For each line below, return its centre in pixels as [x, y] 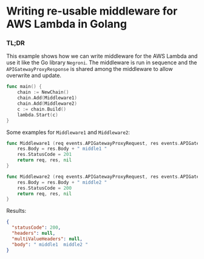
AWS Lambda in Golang [67, 24]
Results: [16, 211]
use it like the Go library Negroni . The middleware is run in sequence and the [102, 62]
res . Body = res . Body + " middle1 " [62, 149]
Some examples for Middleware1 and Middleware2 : [68, 132]
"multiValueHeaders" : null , [47, 239]
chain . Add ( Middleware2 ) [47, 104]
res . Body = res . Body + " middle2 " [62, 182]
